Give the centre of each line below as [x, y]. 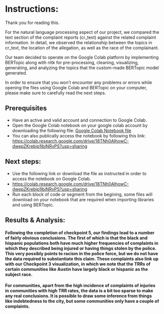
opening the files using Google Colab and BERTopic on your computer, [76, 87]
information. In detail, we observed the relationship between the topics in [79, 42]
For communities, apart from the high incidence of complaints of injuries [80, 286]
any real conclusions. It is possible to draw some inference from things [79, 296]
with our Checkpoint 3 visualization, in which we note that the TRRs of [78, 264]
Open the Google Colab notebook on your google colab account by [80, 125]
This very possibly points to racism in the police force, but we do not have [82, 253]
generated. [16, 73]
